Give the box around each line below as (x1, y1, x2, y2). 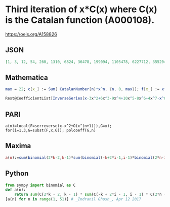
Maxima (5, 142, 31, 150)
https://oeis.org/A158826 (5, 31, 57, 37)
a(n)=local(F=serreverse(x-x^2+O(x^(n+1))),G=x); (5, 123, 112, 128)
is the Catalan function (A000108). (5, 14, 155, 26)
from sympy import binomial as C (5, 183, 76, 188)
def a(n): (5, 187, 26, 192)
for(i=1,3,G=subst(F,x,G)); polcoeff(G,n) (5, 128, 96, 133)
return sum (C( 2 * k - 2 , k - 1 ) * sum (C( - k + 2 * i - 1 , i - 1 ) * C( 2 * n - (14, 192, 166, 197)
